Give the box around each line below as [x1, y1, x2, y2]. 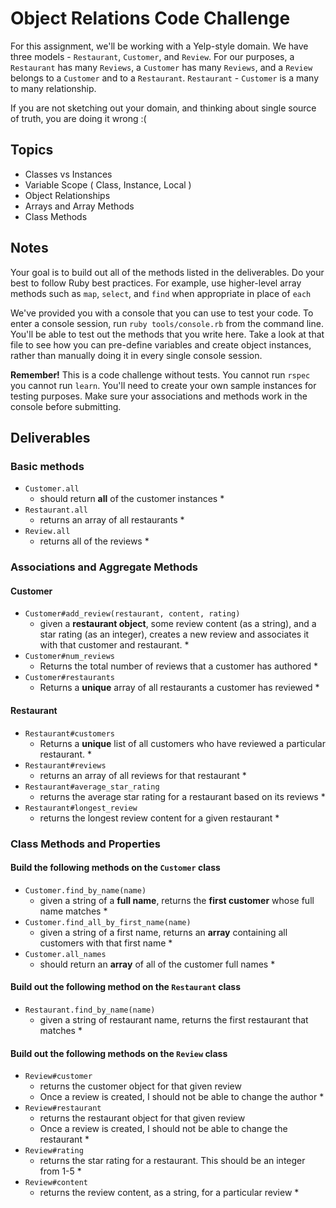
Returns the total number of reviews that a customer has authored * [39, 660, 319, 672]
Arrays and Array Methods [24, 200, 135, 212]
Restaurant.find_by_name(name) [24, 1005, 156, 1015]
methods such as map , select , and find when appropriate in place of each [10, 287, 312, 299]
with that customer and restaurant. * [39, 639, 190, 651]
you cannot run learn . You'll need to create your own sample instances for [10, 379, 317, 391]
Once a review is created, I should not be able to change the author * [39, 1091, 325, 1103]
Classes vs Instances [24, 168, 113, 180]
